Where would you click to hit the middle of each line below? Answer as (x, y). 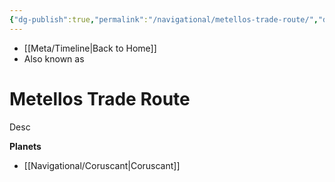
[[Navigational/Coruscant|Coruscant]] (102, 165)
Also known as (54, 58)
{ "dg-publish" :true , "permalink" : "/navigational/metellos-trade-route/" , (164, 19)
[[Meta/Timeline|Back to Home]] (90, 48)
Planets (25, 146)
